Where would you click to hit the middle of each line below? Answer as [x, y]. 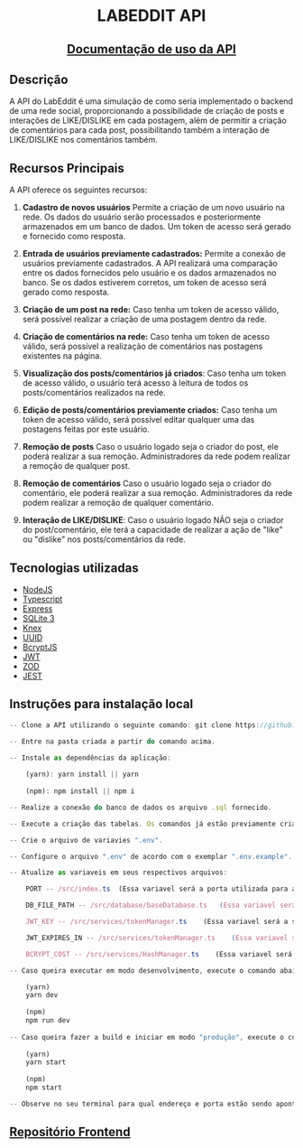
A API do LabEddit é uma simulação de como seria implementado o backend [151, 101]
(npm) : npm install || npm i [80, 791]
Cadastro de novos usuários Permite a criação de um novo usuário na [154, 208]
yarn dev [42, 995]
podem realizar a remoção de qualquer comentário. [118, 503]
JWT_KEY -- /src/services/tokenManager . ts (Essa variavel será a [157, 922]
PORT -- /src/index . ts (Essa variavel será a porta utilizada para [157, 889]
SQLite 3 [38, 619]
